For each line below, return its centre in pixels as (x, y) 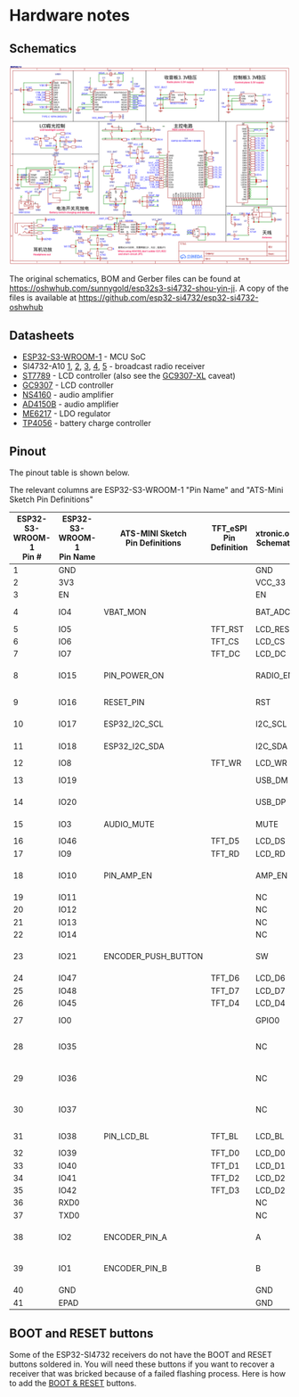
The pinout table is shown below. (70, 473)
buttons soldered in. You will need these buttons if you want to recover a (142, 1364)
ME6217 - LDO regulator (66, 414)
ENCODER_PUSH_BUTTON (154, 957)
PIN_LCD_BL (126, 1136)
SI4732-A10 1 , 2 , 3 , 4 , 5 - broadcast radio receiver (113, 366)
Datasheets (42, 335)
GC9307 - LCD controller (68, 385)
